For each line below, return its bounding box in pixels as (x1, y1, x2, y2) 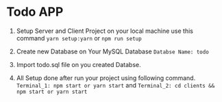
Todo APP (6, 4, 64, 20)
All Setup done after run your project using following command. (16, 73, 196, 82)
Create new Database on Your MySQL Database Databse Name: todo (16, 47, 210, 55)
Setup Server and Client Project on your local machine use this (16, 27, 193, 35)
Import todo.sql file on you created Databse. (16, 60, 141, 68)
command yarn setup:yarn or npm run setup (16, 34, 142, 42)
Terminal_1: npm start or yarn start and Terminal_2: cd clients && (16, 81, 215, 89)
